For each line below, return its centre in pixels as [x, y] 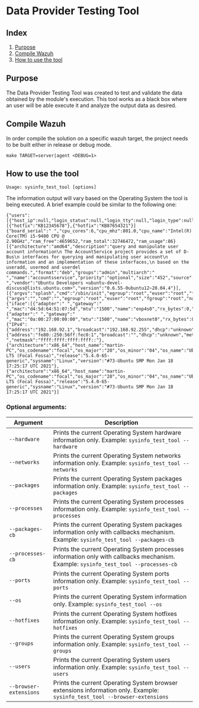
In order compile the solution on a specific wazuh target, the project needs [97, 138]
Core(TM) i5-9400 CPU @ [36, 236]
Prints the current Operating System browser [115, 682]
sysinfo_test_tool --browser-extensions [111, 697]
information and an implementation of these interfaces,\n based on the [98, 263]
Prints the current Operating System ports [111, 573]
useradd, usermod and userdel [44, 268]
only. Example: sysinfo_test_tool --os [107, 604]
